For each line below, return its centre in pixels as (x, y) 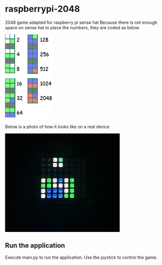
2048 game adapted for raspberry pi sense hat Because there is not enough (81, 22)
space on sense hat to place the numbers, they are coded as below (72, 27)
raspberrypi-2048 (42, 9)
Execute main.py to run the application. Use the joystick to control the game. (81, 257)
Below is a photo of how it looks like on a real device (57, 126)
